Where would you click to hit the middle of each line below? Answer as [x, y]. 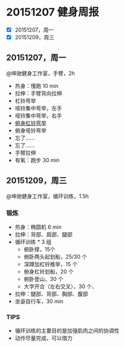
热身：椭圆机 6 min [38, 227]
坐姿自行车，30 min [39, 301]
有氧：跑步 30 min [37, 160]
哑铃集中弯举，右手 [38, 115]
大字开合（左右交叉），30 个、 [60, 286]
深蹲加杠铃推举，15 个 [51, 264]
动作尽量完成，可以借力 [43, 338]
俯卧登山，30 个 [43, 279]
